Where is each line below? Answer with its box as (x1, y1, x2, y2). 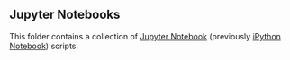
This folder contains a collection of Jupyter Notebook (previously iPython (9, 30, 282, 41)
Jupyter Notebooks (9, 7, 121, 22)
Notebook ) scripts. (9, 40, 79, 51)
